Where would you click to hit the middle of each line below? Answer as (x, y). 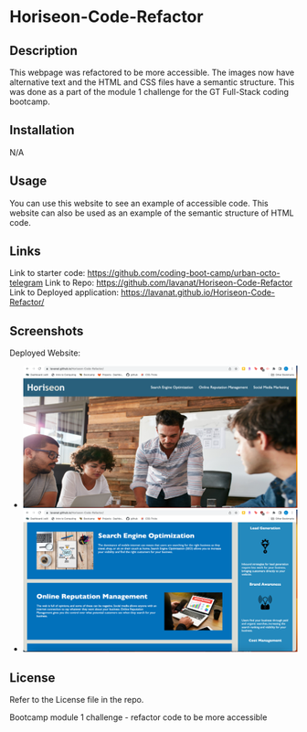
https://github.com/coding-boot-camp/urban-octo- (184, 273)
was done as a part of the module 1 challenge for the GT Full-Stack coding (149, 92)
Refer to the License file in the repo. (77, 700)
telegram (26, 283)
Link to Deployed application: (64, 292)
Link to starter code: (48, 273)
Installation (42, 130)
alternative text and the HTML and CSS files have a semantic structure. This (152, 82)
